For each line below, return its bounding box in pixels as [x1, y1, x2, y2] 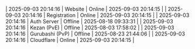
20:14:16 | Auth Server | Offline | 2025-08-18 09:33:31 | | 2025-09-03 [5, 18, 173, 24]
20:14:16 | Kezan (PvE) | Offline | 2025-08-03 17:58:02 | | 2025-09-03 [5, 24, 175, 31]
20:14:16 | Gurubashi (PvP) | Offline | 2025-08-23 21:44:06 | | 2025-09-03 [5, 30, 186, 37]
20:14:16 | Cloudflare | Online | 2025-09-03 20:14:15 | [5, 37, 135, 43]
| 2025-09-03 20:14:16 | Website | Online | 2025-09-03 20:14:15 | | [5, 6, 167, 12]
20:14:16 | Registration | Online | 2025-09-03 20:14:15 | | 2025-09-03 [22, 12, 190, 19]
